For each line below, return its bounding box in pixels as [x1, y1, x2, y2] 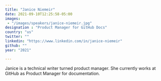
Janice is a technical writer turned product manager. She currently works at [5, 65, 156, 71]
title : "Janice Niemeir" [5, 7, 55, 12]
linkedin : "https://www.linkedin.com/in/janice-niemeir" [5, 39, 123, 44]
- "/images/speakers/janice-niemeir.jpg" [7, 20, 92, 26]
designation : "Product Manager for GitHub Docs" [5, 25, 108, 30]
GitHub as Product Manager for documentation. [5, 70, 100, 76]
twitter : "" [5, 34, 29, 39]
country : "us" [5, 30, 34, 34]
